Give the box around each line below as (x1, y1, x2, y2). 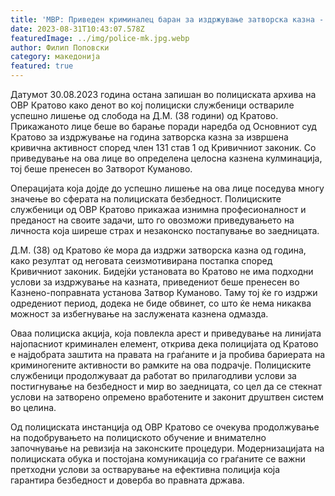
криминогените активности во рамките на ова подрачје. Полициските (10, 359, 312, 371)
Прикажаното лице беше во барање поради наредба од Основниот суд (10, 121, 317, 132)
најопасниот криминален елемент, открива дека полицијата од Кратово (10, 338, 319, 350)
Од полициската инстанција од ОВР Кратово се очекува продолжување (10, 421, 320, 433)
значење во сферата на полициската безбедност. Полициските (10, 193, 282, 205)
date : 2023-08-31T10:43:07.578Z (10, 24, 145, 34)
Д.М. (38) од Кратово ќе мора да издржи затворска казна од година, (10, 244, 307, 256)
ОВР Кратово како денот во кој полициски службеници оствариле (10, 99, 295, 111)
